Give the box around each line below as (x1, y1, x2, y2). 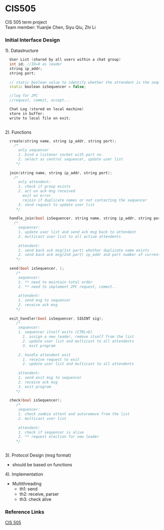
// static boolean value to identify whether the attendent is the (9, 80, 150, 85)
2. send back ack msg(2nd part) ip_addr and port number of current (18, 253, 161, 257)
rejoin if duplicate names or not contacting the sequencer (22, 198, 147, 203)
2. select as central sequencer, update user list (18, 157, 123, 162)
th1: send (19, 486, 38, 492)
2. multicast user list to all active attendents (18, 234, 121, 239)
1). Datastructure (5, 47, 39, 54)
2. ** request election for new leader (18, 434, 99, 439)
